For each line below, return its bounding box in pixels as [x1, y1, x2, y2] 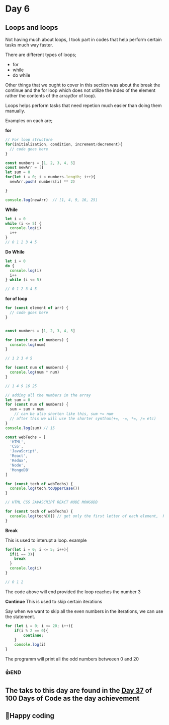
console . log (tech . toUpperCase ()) [10, 486, 80, 491]
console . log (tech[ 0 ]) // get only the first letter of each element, [10, 513, 158, 519]
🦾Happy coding [5, 711, 54, 720]
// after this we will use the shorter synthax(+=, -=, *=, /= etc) [10, 416, 156, 421]
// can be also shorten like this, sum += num [14, 411, 114, 417]
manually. [5, 108, 25, 114]
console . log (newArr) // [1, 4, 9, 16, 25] [5, 197, 98, 202]
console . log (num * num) [10, 370, 59, 375]
